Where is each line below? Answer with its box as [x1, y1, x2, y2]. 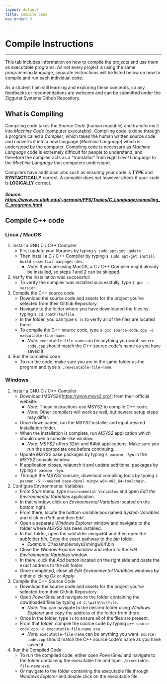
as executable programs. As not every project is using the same [5, 64, 136, 70]
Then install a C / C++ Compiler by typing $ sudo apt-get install [19, 253, 155, 259]
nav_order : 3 [5, 16, 32, 21]
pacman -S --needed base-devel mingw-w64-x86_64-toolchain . [19, 478, 146, 484]
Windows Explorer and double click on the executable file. [19, 673, 139, 679]
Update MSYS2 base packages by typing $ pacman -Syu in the [19, 451, 147, 457]
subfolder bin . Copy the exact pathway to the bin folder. [19, 536, 134, 542]
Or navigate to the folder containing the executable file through [19, 668, 149, 674]
